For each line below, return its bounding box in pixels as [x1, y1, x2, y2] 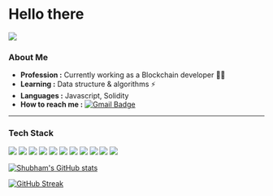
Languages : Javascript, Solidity [19, 91, 129, 101]
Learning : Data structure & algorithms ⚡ [19, 79, 156, 89]
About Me [8, 51, 49, 63]
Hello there [8, 5, 84, 24]
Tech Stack [8, 128, 54, 139]
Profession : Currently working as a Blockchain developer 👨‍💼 [19, 70, 226, 80]
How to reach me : [19, 99, 84, 110]
